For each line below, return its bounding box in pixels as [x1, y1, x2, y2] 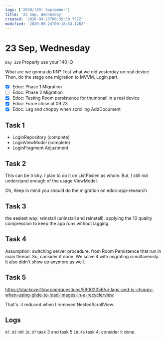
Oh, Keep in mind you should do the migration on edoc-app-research [5, 187, 147, 193]
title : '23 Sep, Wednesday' [5, 12, 64, 17]
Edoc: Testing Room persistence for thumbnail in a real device [12, 95, 140, 101]
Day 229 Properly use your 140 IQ [5, 59, 73, 65]
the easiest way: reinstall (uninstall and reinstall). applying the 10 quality [5, 215, 153, 221]
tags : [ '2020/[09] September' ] [5, 7, 70, 12]
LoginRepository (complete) [12, 134, 70, 140]
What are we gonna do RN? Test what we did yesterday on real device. [5, 69, 151, 75]
